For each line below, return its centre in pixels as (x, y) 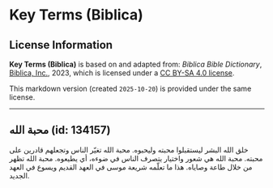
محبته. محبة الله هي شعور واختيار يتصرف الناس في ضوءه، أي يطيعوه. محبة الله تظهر (136, 158)
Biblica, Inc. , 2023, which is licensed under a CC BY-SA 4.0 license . (122, 73)
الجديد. (19, 175)
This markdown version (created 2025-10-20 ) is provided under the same (130, 88)
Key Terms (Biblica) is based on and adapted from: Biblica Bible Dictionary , (136, 64)
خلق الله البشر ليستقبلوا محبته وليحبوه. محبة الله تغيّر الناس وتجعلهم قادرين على (129, 150)
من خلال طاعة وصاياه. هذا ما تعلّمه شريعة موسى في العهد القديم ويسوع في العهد (131, 167)
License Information (61, 45)
